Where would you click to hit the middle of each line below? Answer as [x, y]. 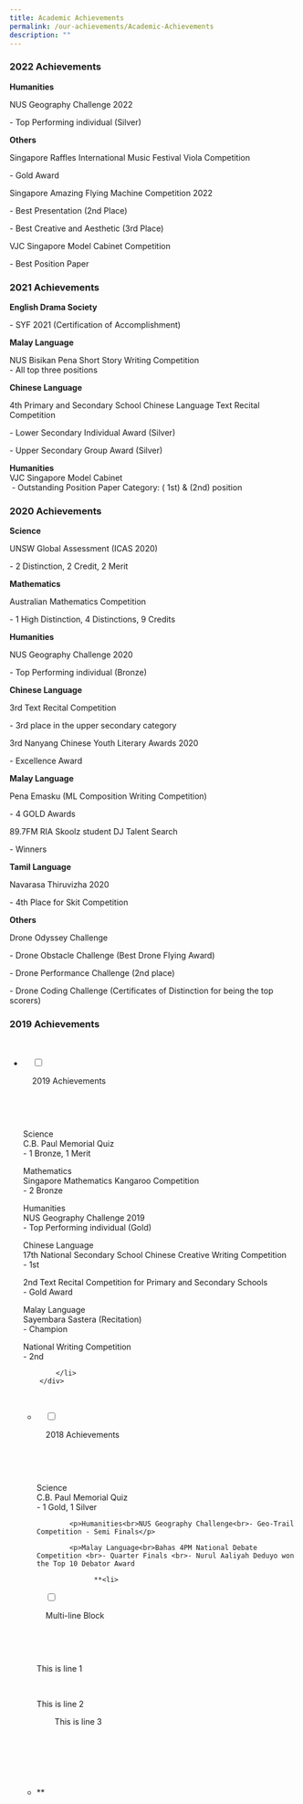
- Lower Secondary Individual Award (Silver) [93, 432]
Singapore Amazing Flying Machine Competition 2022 [111, 193]
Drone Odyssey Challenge [58, 938]
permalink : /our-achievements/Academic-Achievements [112, 26]
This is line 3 [78, 1721]
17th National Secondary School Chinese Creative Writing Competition [155, 1254]
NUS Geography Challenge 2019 [84, 1217]
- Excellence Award [46, 761]
